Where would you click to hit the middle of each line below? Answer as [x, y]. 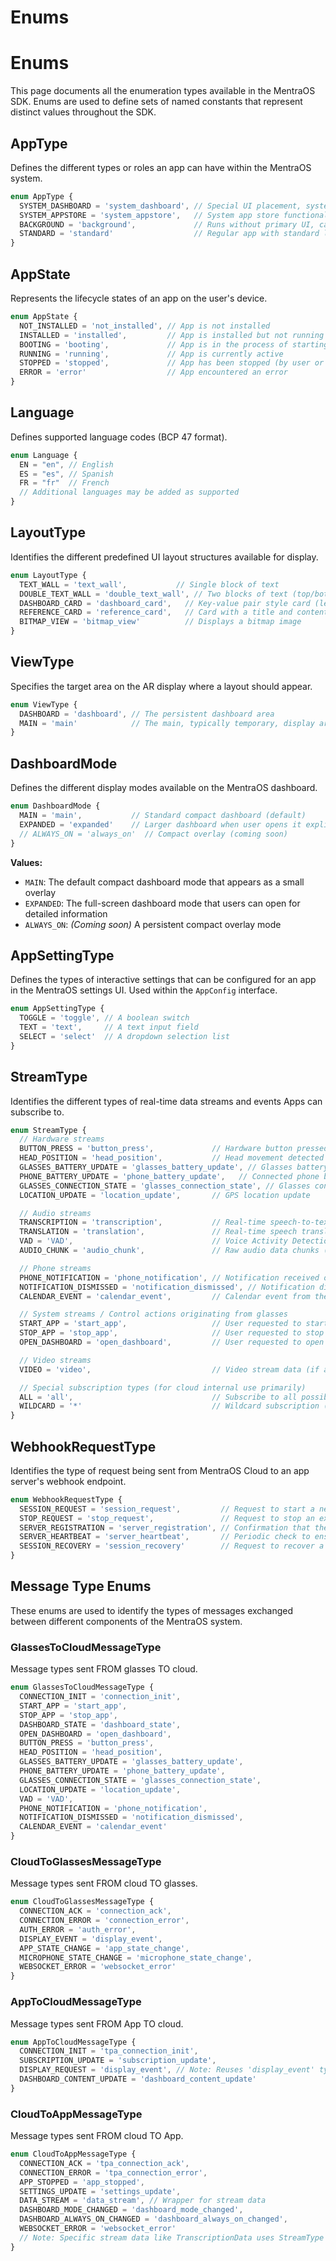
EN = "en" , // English [66, 464]
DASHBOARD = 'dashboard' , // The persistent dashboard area [147, 714]
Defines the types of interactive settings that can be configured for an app [163, 980]
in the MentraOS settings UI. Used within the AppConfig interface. [144, 990]
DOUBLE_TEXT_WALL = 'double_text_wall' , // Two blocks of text [153, 594]
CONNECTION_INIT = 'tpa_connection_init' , [109, 2051]
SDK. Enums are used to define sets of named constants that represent [156, 102]
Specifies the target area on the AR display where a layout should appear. [161, 686]
